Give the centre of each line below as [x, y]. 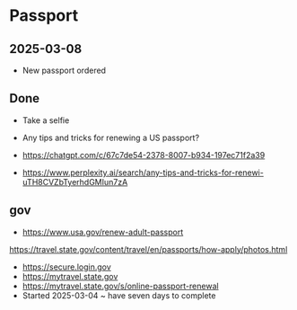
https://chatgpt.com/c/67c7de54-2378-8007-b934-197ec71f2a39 [144, 155]
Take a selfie [46, 120]
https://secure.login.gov [67, 267]
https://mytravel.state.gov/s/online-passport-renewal [120, 286]
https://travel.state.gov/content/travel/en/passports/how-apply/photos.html [148, 249]
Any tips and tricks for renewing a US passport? [111, 137]
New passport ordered [64, 70]
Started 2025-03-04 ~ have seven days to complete [119, 295]
